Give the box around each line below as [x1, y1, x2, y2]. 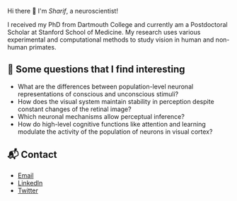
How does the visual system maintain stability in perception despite [17, 97, 214, 105]
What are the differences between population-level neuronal [17, 82, 194, 91]
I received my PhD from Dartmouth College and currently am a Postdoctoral [7, 21, 228, 28]
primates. [28, 43, 57, 51]
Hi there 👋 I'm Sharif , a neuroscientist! [7, 7, 119, 15]
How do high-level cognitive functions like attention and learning [17, 120, 207, 128]
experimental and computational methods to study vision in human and [7, 35, 214, 44]
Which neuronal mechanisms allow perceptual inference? [17, 112, 185, 120]
